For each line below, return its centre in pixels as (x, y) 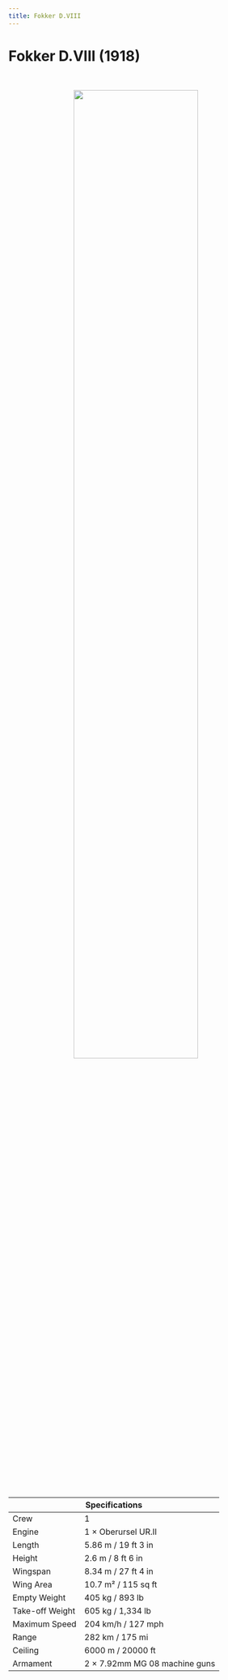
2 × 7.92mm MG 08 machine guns (150, 1663)
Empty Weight (39, 1597)
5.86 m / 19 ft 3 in (119, 1545)
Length (26, 1545)
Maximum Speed (44, 1624)
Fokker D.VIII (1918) (74, 56)
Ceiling (25, 1650)
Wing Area (32, 1584)
